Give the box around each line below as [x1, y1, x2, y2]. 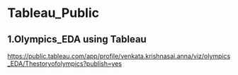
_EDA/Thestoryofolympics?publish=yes [7, 59, 123, 68]
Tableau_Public [7, 5, 99, 21]
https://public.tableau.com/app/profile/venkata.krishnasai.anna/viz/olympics [7, 52, 231, 60]
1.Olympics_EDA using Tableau [7, 33, 147, 45]
